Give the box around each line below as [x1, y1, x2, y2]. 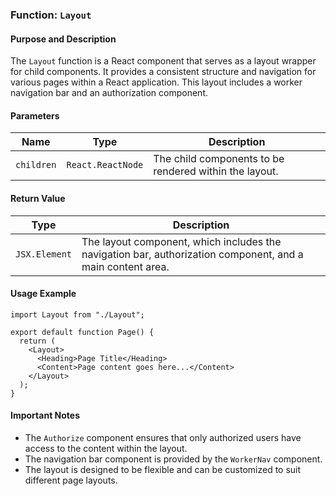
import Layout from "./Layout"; [10, 309, 145, 320]
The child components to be [153, 152, 285, 166]
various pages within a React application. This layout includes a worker [10, 76, 303, 88]
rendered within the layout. [153, 164, 279, 178]
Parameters [10, 109, 60, 122]
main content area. [81, 259, 170, 273]
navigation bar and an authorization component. [10, 87, 208, 99]
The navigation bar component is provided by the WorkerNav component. [24, 453, 323, 465]
